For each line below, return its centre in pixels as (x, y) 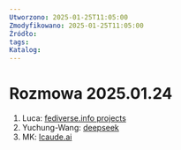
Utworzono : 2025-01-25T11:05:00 (68, 17)
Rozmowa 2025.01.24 (91, 94)
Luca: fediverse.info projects (74, 118)
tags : (19, 42)
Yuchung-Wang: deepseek (70, 128)
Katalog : (25, 50)
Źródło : (23, 34)
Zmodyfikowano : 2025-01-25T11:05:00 (76, 26)
